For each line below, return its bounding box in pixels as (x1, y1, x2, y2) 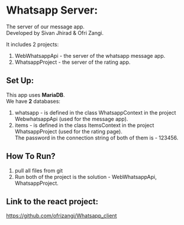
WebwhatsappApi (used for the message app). (14, 115, 128, 122)
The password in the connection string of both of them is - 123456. (14, 134, 179, 141)
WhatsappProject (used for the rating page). (14, 128, 122, 135)
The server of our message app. (6, 23, 85, 30)
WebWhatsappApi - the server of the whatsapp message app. (14, 52, 166, 59)
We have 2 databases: (6, 97, 61, 105)
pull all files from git (14, 167, 63, 174)
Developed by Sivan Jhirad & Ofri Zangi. (6, 29, 104, 36)
